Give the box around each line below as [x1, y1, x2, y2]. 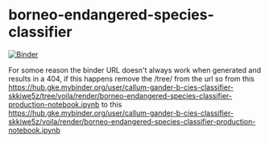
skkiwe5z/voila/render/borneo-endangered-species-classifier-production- [8, 116, 256, 126]
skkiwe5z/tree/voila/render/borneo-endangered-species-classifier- [8, 90, 232, 100]
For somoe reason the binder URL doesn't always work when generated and [8, 65, 262, 74]
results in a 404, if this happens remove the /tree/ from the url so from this [8, 74, 255, 83]
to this [101, 99, 122, 109]
